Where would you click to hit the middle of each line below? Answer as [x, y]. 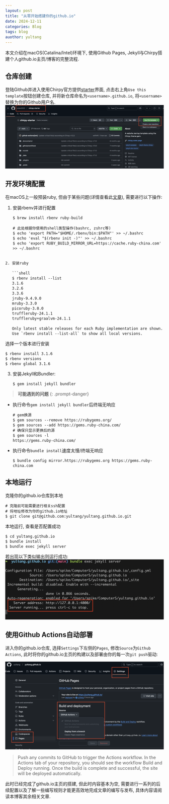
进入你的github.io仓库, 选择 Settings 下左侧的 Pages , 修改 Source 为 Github [78, 648]
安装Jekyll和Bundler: [34, 374]
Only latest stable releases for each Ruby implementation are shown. [88, 329]
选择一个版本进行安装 [27, 343]
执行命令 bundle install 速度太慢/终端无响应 [58, 450]
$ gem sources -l [31, 435]
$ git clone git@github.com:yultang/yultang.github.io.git [68, 516]
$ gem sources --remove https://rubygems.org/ [62, 420]
